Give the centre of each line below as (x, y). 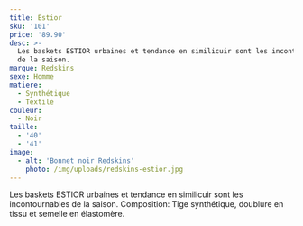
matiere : (26, 85)
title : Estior (36, 18)
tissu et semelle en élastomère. (67, 214)
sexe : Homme (32, 77)
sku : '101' (30, 26)
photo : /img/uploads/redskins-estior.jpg (104, 169)
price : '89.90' (38, 34)
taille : (24, 127)
